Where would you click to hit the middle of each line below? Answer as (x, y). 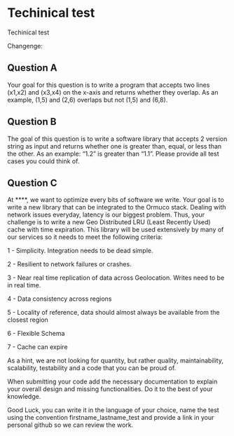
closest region (28, 320)
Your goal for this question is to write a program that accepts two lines (109, 85)
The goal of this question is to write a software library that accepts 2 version (117, 139)
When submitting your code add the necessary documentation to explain (112, 382)
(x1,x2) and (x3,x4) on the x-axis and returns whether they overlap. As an (113, 92)
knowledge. (24, 397)
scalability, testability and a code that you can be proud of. (92, 368)
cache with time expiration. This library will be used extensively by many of (116, 230)
